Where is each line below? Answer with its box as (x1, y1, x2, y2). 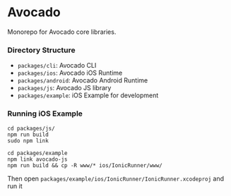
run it (7, 181, 23, 190)
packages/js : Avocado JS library (17, 84, 112, 92)
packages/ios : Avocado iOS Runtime (17, 68, 123, 78)
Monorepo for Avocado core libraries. (7, 27, 117, 36)
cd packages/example (7, 149, 69, 157)
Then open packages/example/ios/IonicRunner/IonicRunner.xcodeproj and (7, 174, 225, 183)
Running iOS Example (7, 109, 83, 118)
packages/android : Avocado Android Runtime (17, 76, 148, 85)
